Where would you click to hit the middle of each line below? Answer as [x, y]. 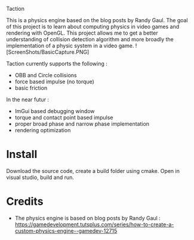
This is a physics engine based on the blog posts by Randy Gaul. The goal [97, 20]
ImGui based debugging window [55, 111]
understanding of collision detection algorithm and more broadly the [90, 39]
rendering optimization [43, 130]
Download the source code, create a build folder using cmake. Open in [93, 171]
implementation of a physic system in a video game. [70, 45]
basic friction [31, 88]
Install [22, 154]
